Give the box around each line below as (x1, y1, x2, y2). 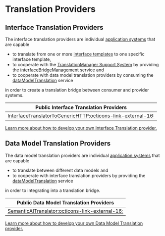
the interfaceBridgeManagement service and (12, 67, 104, 73)
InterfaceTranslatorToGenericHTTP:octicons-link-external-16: (7, 112, 155, 119)
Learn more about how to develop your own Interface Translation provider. (5, 125, 157, 131)
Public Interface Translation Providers (35, 104, 127, 111)
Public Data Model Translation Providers (16, 199, 114, 206)
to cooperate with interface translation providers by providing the (12, 172, 146, 179)
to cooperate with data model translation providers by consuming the (12, 72, 154, 78)
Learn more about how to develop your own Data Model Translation (5, 220, 143, 226)
